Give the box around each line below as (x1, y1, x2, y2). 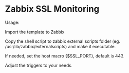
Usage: (5, 19, 19, 25)
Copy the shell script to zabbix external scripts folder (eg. (5, 38, 121, 44)
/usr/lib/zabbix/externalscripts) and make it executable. (5, 43, 116, 49)
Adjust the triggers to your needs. (5, 62, 73, 68)
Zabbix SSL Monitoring (5, 3, 100, 15)
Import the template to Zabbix (5, 29, 65, 35)
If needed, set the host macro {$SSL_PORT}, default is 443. (5, 53, 125, 59)
